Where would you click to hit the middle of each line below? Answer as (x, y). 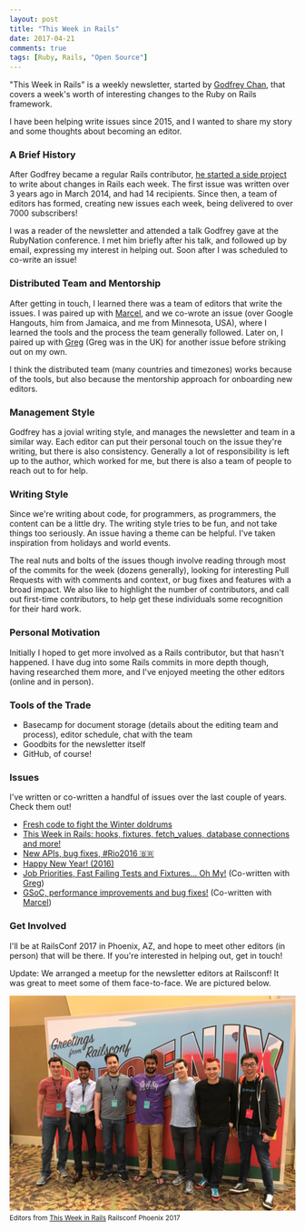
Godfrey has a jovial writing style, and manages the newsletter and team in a (152, 432)
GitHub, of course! (57, 753)
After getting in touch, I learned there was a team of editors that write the (146, 303)
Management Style (52, 412)
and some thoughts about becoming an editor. (96, 131)
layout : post (34, 19)
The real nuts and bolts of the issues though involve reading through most (148, 560)
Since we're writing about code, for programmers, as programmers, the (143, 514)
